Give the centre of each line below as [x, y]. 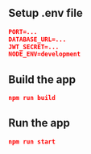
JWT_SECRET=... [34, 47]
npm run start [32, 142]
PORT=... [23, 31]
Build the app [42, 79]
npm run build [32, 98]
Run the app [39, 123]
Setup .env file [45, 13]
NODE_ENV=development [45, 54]
